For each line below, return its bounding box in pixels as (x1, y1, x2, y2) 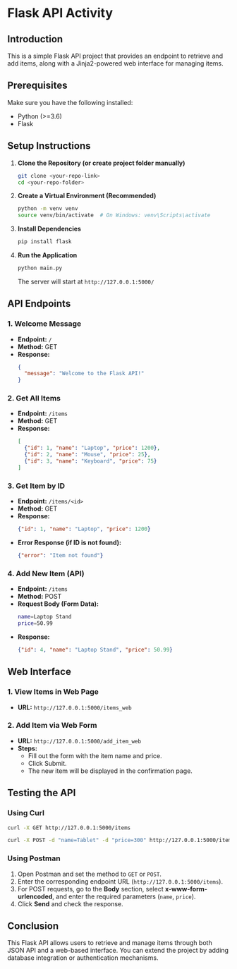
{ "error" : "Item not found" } (17, 552, 104, 559)
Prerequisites (7, 80, 68, 92)
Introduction (7, 33, 63, 45)
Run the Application (17, 251, 78, 259)
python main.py (17, 264, 63, 272)
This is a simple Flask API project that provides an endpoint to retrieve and (7, 51, 224, 60)
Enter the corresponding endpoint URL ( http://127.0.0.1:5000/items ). (17, 877, 224, 886)
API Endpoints (7, 298, 71, 310)
